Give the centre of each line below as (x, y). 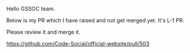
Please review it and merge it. (44, 32)
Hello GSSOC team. (31, 9)
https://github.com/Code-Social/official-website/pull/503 (78, 44)
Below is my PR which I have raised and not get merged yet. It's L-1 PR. (95, 20)
